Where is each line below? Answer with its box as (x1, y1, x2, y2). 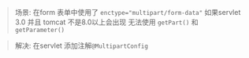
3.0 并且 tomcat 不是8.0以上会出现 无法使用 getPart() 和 (14, 17, 199, 27)
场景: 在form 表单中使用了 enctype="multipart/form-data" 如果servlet (14, 8, 241, 16)
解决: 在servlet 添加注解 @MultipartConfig (14, 41, 149, 50)
